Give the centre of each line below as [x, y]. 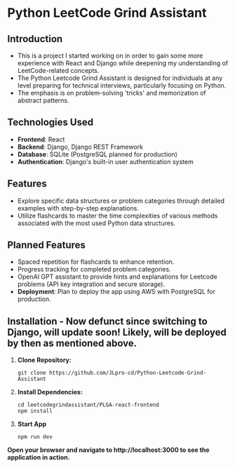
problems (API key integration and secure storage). [91, 284]
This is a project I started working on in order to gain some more [110, 55]
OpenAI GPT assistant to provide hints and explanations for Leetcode [117, 277]
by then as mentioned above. [72, 343]
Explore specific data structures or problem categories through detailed [121, 201]
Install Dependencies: [50, 392]
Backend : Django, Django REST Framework [80, 147]
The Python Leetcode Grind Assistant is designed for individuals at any [120, 78]
